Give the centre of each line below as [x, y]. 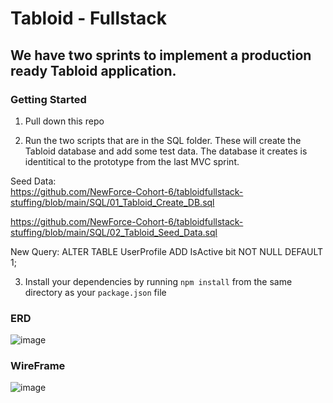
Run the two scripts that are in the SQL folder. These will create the [163, 140]
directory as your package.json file [95, 292]
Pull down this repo [64, 121]
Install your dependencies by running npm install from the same [158, 281]
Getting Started [48, 99]
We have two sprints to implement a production [161, 55]
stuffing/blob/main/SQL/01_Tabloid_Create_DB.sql [112, 202]
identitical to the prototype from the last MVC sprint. [132, 161]
